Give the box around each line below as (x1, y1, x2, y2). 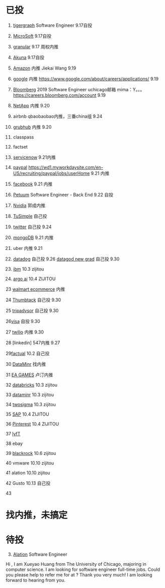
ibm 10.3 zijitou (13, 266, 44, 272)
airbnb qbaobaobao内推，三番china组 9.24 (13, 113, 103, 119)
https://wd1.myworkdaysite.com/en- (28, 164, 104, 170)
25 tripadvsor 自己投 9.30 (6, 307, 59, 313)
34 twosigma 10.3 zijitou (6, 401, 56, 407)
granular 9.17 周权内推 (13, 43, 59, 49)
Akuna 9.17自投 (13, 54, 45, 60)
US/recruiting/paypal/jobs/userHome (13, 170, 90, 176)
